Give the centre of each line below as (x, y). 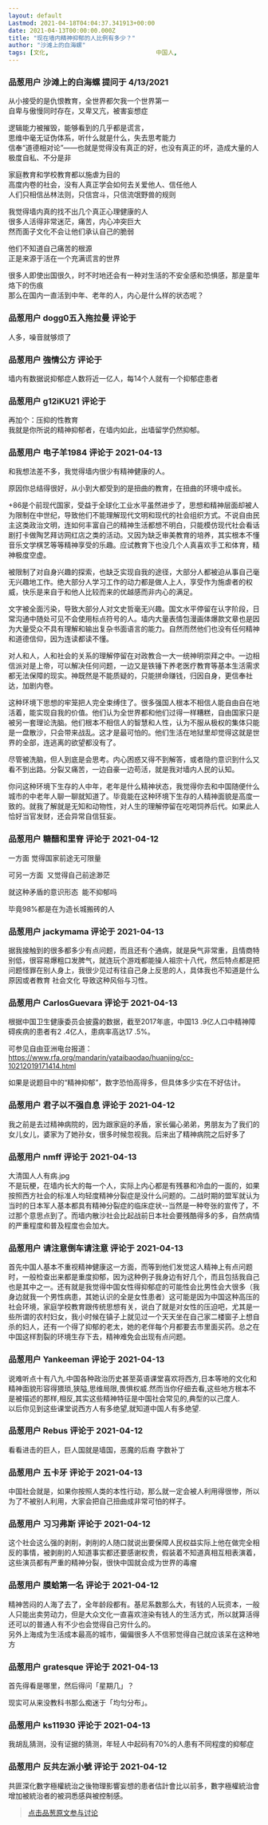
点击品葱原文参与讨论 (63, 1812)
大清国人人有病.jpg (39, 1175)
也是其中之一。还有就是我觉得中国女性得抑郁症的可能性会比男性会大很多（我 (134, 1287)
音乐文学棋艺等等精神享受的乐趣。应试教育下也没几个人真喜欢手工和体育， (130, 545)
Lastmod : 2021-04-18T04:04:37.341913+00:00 (82, 23)
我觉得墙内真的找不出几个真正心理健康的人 (78, 211)
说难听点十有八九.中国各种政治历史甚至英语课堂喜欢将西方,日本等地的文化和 (133, 1378)
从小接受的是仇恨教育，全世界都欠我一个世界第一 (89, 101)
